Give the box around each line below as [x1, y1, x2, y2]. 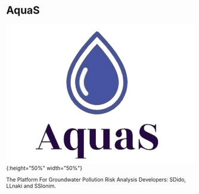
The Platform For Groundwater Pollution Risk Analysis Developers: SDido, [6, 176, 186, 183]
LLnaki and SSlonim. [6, 182, 57, 189]
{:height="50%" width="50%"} [6, 164, 83, 171]
